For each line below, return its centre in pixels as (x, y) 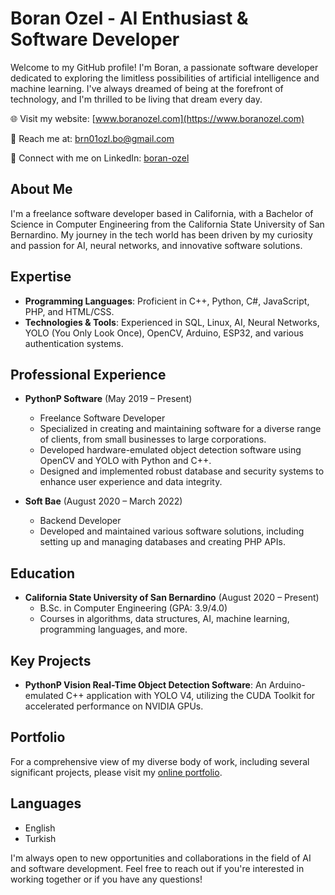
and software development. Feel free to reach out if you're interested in (157, 868)
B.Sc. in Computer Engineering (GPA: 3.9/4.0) (133, 608)
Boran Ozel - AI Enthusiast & (129, 18)
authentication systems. (74, 343)
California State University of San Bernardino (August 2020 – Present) (172, 598)
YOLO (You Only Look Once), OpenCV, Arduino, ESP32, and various (164, 333)
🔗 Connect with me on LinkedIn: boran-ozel (100, 158)
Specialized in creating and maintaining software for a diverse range (180, 429)
